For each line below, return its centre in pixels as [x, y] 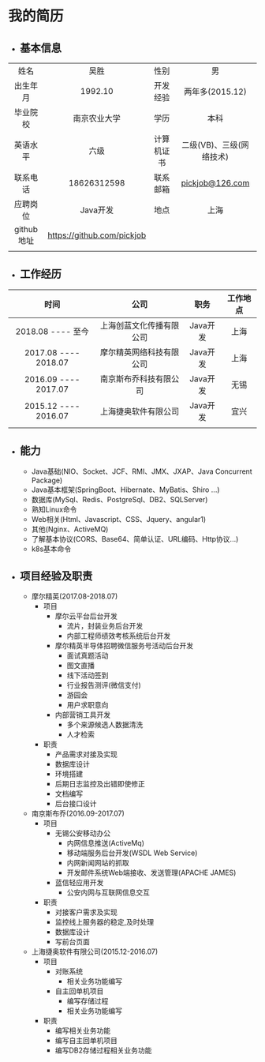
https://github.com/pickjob [97, 235]
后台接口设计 [76, 804]
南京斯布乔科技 [128, 378]
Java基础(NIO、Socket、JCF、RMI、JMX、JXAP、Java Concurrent [142, 471]
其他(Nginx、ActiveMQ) [70, 529]
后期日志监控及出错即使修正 [100, 784]
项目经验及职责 [56, 576]
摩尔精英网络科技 [132, 352]
